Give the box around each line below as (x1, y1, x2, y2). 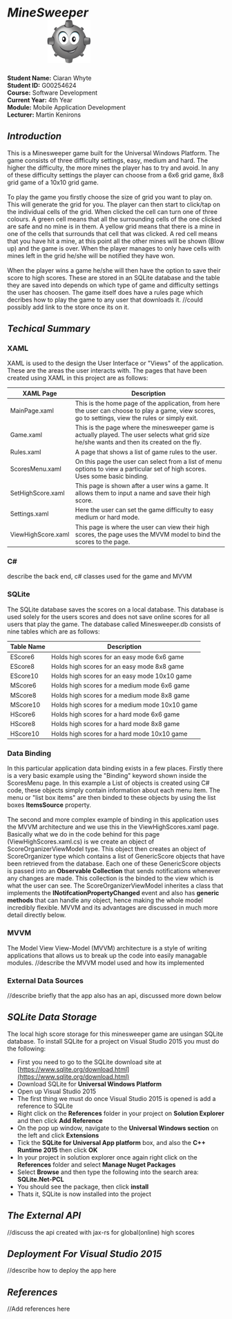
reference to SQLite (17, 1102, 73, 1110)
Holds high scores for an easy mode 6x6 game (51, 652, 184, 661)
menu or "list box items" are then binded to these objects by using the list (7, 794, 216, 802)
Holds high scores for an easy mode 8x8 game (51, 662, 184, 670)
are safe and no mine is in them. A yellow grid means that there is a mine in (7, 222, 221, 231)
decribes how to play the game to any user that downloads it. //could (7, 295, 203, 304)
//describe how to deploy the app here (7, 1267, 117, 1275)
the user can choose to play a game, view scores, (75, 407, 215, 415)
